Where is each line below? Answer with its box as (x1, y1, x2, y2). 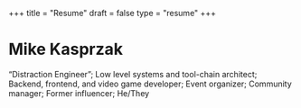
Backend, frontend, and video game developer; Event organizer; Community (8, 78, 293, 89)
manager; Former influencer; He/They (8, 87, 150, 98)
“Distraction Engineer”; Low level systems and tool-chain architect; (8, 68, 258, 79)
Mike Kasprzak (8, 40, 124, 59)
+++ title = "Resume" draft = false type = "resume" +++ (8, 8, 217, 18)
